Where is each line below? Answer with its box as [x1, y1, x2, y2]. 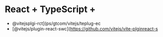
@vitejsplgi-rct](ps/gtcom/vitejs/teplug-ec [12, 20, 101, 26]
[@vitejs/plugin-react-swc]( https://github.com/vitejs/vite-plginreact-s [12, 25, 158, 31]
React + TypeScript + [5, 4, 96, 15]
